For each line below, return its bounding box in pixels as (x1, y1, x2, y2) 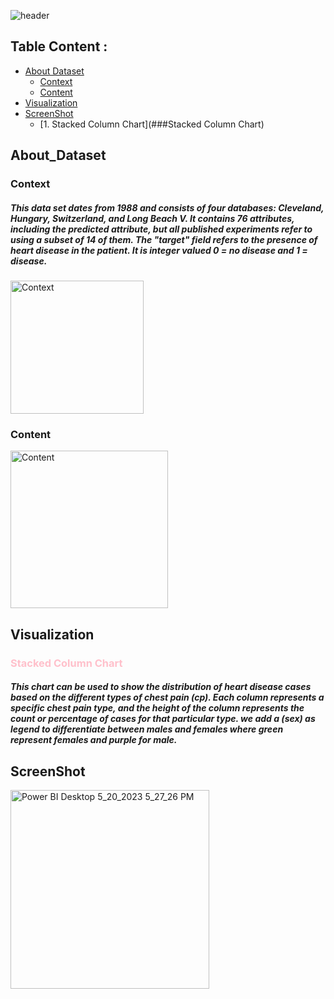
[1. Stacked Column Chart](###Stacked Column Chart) (39, 118, 265, 130)
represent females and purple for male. (10, 734, 178, 746)
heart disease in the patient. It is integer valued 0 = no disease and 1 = (10, 244, 308, 256)
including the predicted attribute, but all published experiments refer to (10, 223, 313, 235)
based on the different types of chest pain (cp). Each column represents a (10, 691, 325, 704)
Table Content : (10, 38, 108, 55)
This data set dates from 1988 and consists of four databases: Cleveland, (10, 201, 325, 214)
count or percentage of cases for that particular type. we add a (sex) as (10, 713, 316, 725)
